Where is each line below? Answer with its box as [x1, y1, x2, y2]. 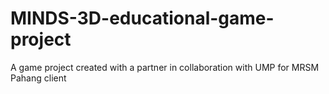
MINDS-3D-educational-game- [10, 7, 275, 30]
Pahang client [10, 72, 67, 84]
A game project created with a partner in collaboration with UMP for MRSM [10, 61, 320, 73]
